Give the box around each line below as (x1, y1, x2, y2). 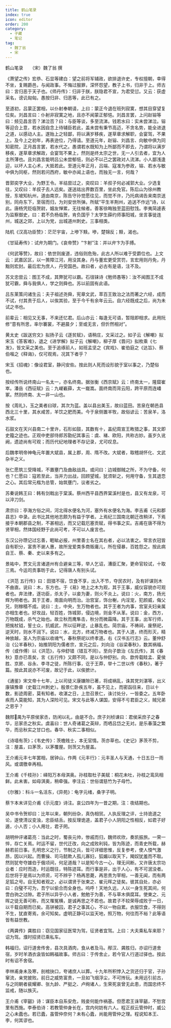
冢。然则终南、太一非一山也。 (5, 391, 68, 397)
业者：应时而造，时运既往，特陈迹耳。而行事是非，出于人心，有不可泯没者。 (5, 866, 166, 872)
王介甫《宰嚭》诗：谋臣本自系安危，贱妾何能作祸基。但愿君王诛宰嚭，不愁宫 (5, 998, 166, 1004)
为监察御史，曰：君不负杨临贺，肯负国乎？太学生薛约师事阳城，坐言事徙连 (5, 212, 161, 218)
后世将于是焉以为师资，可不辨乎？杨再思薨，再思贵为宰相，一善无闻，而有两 (5, 872, 166, 878)
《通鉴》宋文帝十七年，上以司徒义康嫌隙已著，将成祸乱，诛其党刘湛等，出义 (5, 678, 166, 684)
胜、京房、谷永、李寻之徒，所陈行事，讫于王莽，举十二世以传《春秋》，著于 (5, 660, 164, 666)
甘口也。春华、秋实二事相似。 (36, 726, 99, 732)
